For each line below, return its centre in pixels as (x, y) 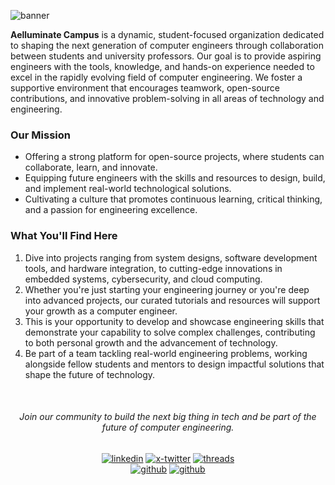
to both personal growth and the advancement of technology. (151, 342)
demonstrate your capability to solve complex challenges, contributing (170, 332)
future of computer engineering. (168, 427)
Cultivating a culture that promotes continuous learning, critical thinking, (173, 199)
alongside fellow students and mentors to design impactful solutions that (174, 364)
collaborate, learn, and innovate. (91, 167)
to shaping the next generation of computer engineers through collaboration (167, 45)
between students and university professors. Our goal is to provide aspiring (166, 56)
